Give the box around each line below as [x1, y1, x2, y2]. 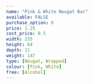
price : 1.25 [6, 25, 35, 31]
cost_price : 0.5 [6, 31, 46, 37]
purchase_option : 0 [6, 20, 54, 25]
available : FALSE [6, 14, 49, 20]
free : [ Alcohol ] [6, 69, 46, 75]
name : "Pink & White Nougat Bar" [6, 8, 88, 15]
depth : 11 [6, 47, 31, 53]
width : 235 [6, 36, 33, 42]
